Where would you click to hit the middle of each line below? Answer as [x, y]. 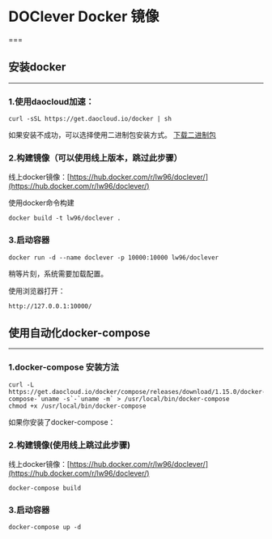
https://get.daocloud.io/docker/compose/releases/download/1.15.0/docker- [137, 391]
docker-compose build [45, 488]
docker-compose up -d [45, 528]
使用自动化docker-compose [80, 333]
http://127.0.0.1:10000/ [50, 306]
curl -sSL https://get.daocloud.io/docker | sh [90, 119]
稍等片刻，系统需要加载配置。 [58, 273]
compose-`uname [34, 399]
